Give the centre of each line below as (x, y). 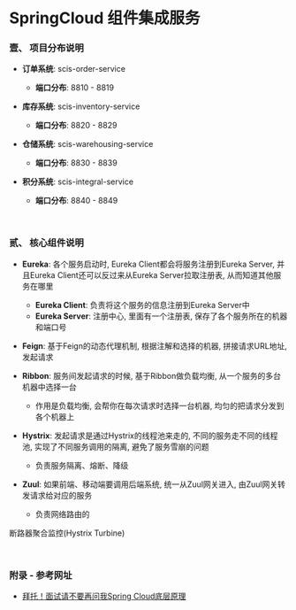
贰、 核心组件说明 (46, 243)
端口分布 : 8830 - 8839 (76, 163)
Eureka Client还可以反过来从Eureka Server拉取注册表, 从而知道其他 (152, 274)
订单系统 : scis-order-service (74, 69)
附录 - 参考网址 (41, 575)
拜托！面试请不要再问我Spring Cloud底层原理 (104, 596)
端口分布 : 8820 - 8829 (76, 126)
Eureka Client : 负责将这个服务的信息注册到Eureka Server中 (142, 305)
